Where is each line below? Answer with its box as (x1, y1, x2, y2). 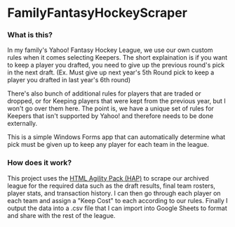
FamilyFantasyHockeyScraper (7, 5, 188, 21)
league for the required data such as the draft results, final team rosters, (7, 181, 216, 190)
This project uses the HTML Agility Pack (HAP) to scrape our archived (7, 174, 209, 182)
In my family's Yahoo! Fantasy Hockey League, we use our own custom (7, 46, 213, 54)
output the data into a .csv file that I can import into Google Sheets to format (7, 204, 227, 212)
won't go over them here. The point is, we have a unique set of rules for (7, 104, 214, 113)
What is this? (7, 30, 53, 40)
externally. (7, 119, 38, 128)
